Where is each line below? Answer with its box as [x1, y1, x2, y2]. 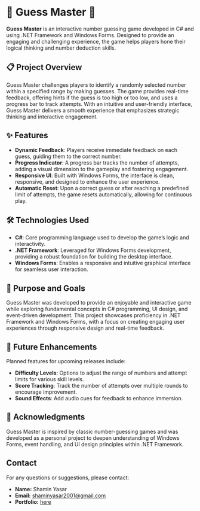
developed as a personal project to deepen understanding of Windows [6, 434, 180, 442]
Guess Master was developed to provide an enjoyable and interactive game [6, 299, 192, 306]
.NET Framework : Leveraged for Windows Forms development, [14, 247, 171, 254]
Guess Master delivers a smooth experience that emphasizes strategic [6, 107, 180, 114]
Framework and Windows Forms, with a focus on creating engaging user [6, 318, 185, 326]
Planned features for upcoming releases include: [6, 358, 126, 364]
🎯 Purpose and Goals [6, 283, 85, 293]
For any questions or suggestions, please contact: [6, 474, 130, 481]
